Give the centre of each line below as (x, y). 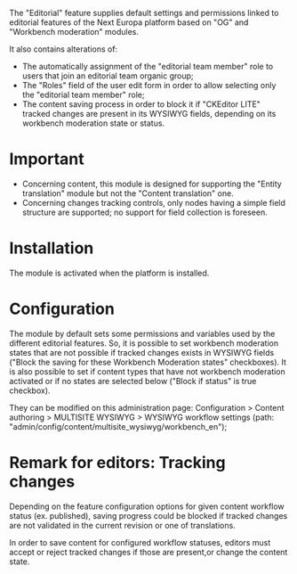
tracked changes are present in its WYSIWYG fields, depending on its (149, 114)
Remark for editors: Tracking (117, 463)
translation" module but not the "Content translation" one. (128, 193)
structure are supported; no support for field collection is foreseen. (145, 212)
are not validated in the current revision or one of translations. (122, 525)
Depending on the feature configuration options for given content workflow (147, 506)
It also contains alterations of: (64, 49)
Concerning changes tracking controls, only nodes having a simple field (154, 202)
